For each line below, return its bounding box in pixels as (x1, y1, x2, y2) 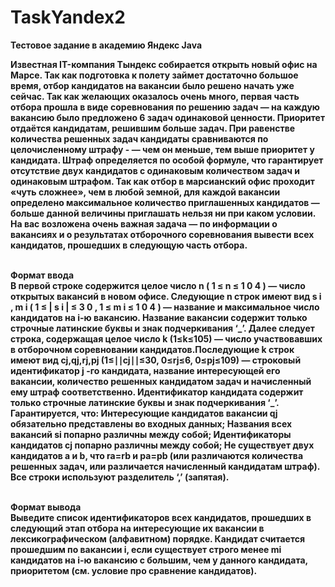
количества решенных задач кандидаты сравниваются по (10, 132, 269, 145)
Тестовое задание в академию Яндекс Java (10, 39, 203, 51)
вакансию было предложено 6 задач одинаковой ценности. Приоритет (10, 111, 326, 123)
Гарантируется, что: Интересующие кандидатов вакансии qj (10, 407, 278, 419)
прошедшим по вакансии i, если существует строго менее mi (10, 543, 282, 555)
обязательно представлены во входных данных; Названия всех (10, 417, 293, 430)
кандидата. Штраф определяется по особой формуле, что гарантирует (10, 154, 324, 166)
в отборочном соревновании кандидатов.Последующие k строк (10, 343, 295, 355)
